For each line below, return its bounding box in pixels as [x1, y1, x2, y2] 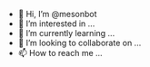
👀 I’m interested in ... [17, 18, 95, 29]
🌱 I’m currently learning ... [17, 28, 115, 38]
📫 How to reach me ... [17, 48, 103, 58]
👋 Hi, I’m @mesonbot [17, 9, 97, 19]
